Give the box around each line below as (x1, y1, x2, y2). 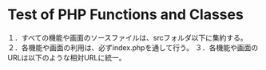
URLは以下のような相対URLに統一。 (7, 52, 126, 62)
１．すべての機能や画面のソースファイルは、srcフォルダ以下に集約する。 (7, 33, 248, 42)
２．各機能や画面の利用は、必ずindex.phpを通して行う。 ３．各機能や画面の (7, 42, 259, 52)
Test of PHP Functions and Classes (7, 6, 244, 24)
